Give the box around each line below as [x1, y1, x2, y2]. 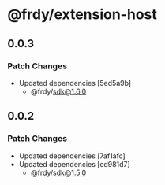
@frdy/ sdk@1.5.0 [30, 168, 87, 177]
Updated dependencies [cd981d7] [18, 159, 131, 168]
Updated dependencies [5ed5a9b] [18, 78, 132, 87]
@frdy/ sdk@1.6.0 [30, 87, 87, 96]
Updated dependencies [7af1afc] [18, 151, 126, 161]
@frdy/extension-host [7, 6, 157, 24]
